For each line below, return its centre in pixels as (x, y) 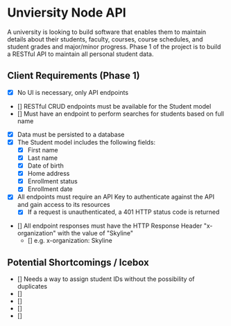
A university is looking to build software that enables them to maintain (107, 32)
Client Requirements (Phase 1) (74, 76)
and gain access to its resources (64, 205)
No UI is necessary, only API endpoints (73, 92)
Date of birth (45, 166)
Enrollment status (52, 181)
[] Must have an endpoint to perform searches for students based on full (120, 114)
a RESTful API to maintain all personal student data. (80, 54)
